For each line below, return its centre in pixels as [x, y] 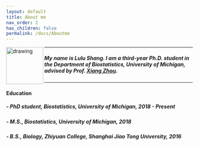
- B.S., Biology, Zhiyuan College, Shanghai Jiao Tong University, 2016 [94, 137]
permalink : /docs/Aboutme [38, 34]
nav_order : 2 [22, 22]
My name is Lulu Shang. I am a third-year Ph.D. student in [117, 58]
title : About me [26, 17]
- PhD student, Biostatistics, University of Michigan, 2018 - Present [91, 106]
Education [19, 93]
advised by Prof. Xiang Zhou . [81, 70]
